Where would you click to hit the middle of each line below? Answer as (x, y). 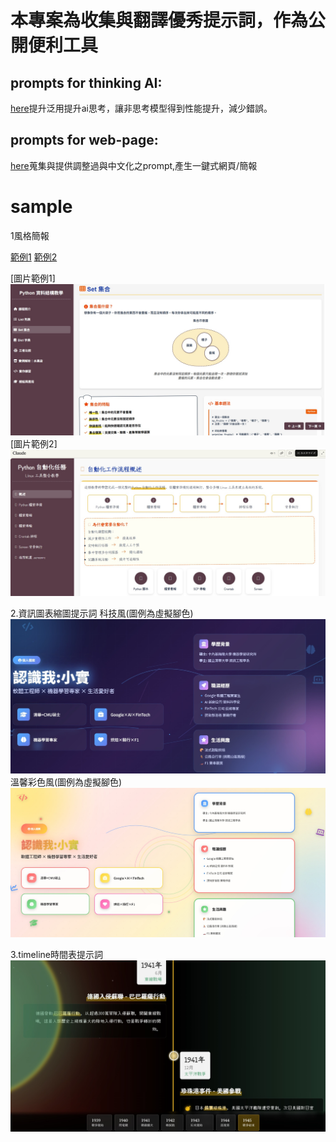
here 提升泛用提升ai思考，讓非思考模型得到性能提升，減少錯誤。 (141, 108)
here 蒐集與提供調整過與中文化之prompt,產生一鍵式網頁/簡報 (134, 165)
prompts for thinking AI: (86, 82)
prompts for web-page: (84, 140)
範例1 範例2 (34, 257)
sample (41, 207)
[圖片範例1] (33, 278)
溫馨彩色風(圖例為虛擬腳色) (66, 782)
